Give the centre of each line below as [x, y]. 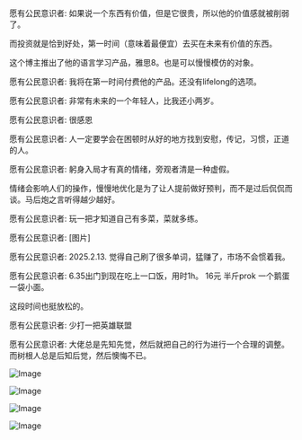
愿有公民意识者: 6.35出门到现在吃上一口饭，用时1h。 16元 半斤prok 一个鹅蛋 [150, 276]
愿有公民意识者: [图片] [50, 238]
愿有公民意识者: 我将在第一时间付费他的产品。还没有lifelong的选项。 [136, 82]
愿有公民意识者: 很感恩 [51, 120]
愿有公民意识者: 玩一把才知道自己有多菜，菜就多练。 [106, 219]
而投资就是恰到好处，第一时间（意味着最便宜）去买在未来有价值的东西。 [143, 44]
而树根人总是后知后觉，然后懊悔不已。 [80, 356]
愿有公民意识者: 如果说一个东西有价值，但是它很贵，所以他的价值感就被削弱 [149, 13]
